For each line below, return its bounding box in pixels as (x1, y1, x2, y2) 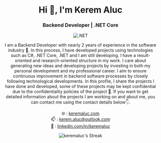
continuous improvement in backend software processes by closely (13, 73, 148, 79)
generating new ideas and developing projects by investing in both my (10, 63, 151, 69)
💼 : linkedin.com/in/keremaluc (50, 124, 111, 129)
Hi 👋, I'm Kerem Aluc (38, 4, 123, 16)
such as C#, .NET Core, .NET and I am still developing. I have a (11, 53, 136, 58)
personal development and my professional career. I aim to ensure (14, 68, 147, 74)
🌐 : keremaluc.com (61, 110, 100, 116)
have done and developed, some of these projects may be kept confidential (5, 84, 156, 89)
